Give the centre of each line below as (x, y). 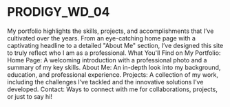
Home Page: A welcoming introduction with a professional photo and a (107, 60)
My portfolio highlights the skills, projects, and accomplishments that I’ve (111, 31)
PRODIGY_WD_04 (59, 12)
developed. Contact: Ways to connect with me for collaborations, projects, (113, 89)
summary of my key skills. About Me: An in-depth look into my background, (114, 67)
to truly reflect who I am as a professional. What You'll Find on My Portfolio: (114, 53)
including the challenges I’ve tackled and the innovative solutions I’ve (105, 82)
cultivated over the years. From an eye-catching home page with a (102, 38)
